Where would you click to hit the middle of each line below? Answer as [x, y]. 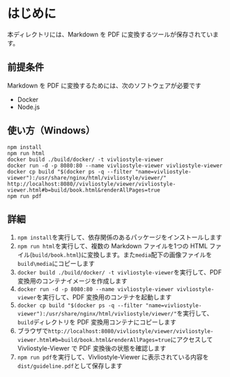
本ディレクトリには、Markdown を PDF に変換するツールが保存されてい [110, 34]
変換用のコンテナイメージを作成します [72, 281]
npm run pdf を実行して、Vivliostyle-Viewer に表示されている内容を [113, 357]
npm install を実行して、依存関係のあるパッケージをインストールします [120, 237]
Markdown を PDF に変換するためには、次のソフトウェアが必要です [104, 85]
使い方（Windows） [51, 130]
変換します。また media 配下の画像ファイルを [149, 255]
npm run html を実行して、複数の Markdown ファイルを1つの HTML [112, 246]
